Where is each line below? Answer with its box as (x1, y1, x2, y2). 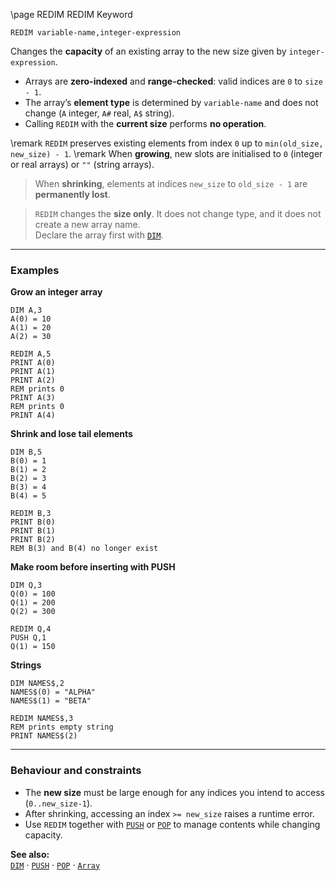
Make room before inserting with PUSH (10, 561, 176, 573)
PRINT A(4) (10, 410, 56, 421)
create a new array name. (34, 219, 141, 230)
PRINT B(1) (10, 526, 56, 536)
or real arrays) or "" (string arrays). (10, 159, 155, 170)
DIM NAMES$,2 (10, 679, 65, 689)
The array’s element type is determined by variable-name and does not (24, 97, 319, 108)
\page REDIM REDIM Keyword (10, 9, 133, 20)
